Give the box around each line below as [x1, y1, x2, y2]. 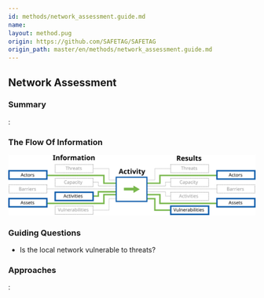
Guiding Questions [8, 227, 81, 238]
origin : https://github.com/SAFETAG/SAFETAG [8, 38, 156, 45]
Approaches [8, 264, 57, 275]
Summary [8, 99, 47, 110]
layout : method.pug [8, 29, 72, 37]
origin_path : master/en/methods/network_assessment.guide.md [8, 45, 213, 54]
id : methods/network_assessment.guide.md [8, 13, 146, 20]
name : [8, 20, 26, 29]
